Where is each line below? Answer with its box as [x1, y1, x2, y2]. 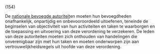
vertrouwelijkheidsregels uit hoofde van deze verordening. [5, 44, 122, 49]
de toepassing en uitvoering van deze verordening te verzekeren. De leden [5, 29, 155, 34]
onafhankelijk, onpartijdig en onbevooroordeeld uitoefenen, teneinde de [5, 19, 148, 24]
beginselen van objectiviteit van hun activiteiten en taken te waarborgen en [5, 23, 155, 29]
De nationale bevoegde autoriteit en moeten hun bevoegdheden [5, 13, 132, 19]
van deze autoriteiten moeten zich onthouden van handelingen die [5, 33, 137, 39]
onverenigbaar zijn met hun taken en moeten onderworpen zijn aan [5, 39, 139, 44]
